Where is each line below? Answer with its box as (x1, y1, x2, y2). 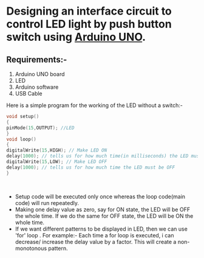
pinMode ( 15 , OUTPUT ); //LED (6, 125, 75, 131)
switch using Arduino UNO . (6, 30, 146, 44)
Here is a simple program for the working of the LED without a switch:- (6, 102, 183, 109)
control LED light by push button (6, 17, 172, 31)
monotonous (15, 245, 47, 252)
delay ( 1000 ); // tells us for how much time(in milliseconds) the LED (6, 153, 189, 159)
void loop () (6, 136, 36, 142)
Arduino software (15, 83, 59, 91)
